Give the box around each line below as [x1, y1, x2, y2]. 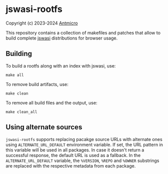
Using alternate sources [6, 123, 82, 131]
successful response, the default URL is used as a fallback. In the [6, 152, 141, 158]
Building [6, 49, 32, 58]
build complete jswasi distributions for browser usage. [6, 35, 118, 41]
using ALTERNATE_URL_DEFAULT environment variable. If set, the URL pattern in [6, 141, 163, 147]
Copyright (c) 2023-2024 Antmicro [6, 20, 78, 26]
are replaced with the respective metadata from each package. [6, 162, 136, 168]
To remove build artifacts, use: [6, 81, 69, 87]
